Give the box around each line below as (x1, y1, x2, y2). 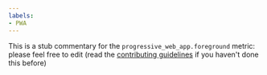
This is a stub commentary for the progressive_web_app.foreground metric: (8, 41, 256, 50)
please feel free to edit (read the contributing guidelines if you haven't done (8, 49, 259, 59)
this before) (8, 57, 47, 68)
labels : (8, 11, 35, 20)
